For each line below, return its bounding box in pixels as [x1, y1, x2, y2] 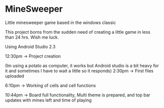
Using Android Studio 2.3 [5, 43, 56, 49]
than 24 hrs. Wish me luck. [5, 34, 59, 40]
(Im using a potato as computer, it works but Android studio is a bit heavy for [5, 63, 159, 68]
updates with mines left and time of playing [5, 97, 92, 103]
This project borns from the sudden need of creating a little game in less [5, 29, 150, 35]
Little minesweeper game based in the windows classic [5, 20, 116, 25]
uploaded [5, 73, 24, 79]
